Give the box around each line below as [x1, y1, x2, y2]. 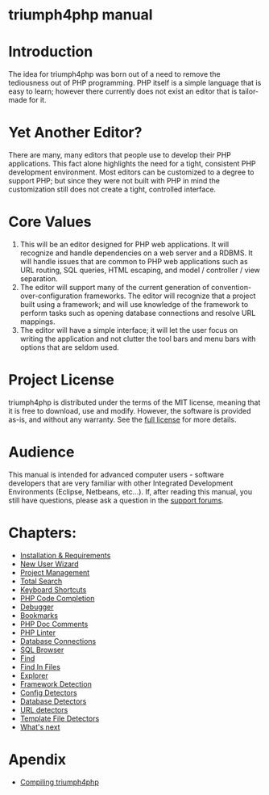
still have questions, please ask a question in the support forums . [8, 495, 224, 505]
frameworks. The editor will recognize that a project [84, 291, 256, 301]
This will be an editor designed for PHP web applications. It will [19, 240, 230, 249]
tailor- [238, 86, 259, 96]
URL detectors [19, 705, 68, 714]
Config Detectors [19, 688, 78, 697]
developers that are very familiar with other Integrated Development [8, 478, 234, 488]
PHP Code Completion [19, 593, 95, 603]
